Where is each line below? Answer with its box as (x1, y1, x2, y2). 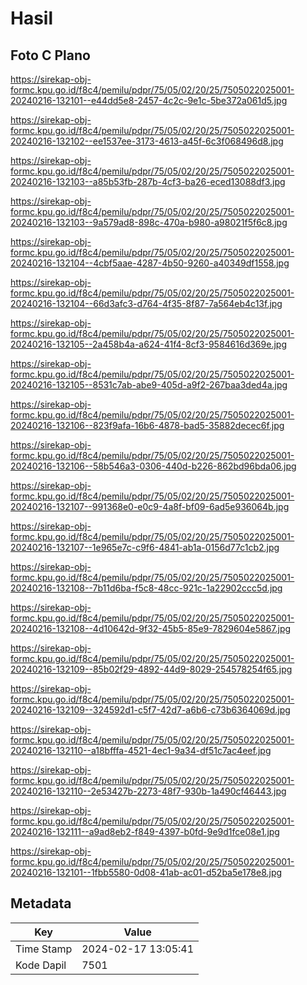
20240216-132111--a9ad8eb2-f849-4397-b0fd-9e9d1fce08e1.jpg (10, 826, 280, 837)
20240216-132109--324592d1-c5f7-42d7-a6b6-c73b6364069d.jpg (10, 704, 291, 716)
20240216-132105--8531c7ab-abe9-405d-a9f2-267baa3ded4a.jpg (10, 379, 288, 391)
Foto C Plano (10, 47, 91, 64)
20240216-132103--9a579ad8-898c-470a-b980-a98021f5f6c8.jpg (10, 217, 288, 228)
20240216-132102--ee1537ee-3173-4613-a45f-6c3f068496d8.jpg (10, 135, 284, 147)
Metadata (10, 895, 72, 912)
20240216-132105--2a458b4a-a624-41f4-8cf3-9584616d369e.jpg (10, 338, 287, 350)
